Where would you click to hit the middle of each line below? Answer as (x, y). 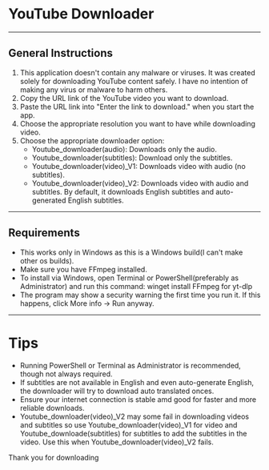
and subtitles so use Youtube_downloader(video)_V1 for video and (128, 424)
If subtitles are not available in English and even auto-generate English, (137, 382)
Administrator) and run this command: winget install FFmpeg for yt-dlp (136, 286)
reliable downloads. (52, 408)
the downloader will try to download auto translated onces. (117, 391)
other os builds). (47, 260)
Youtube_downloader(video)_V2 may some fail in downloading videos (134, 416)
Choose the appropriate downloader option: (92, 140)
